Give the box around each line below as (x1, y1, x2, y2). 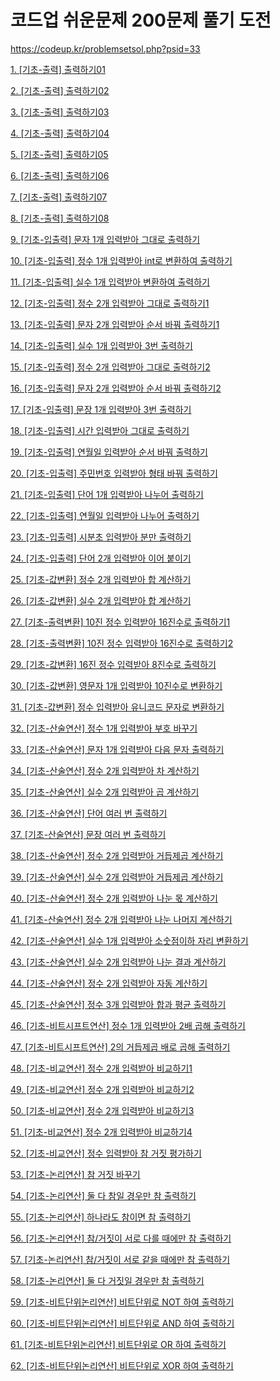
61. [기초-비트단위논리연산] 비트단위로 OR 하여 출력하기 (10, 1338, 227, 1350)
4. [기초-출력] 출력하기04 (10, 127, 110, 139)
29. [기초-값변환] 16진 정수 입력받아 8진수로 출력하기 (10, 658, 217, 670)
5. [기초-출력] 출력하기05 (10, 148, 109, 160)
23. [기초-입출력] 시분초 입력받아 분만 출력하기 (10, 531, 192, 543)
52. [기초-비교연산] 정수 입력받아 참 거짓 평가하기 (10, 1147, 202, 1159)
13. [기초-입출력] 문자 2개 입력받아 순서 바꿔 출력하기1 (10, 318, 220, 330)
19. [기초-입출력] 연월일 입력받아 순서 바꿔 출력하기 (10, 446, 208, 458)
